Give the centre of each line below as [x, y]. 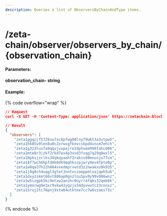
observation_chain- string [33, 80]
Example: [15, 92]
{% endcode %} [22, 209]
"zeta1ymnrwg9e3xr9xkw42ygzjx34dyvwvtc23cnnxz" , [65, 186]
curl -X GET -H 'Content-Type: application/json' [58, 117]
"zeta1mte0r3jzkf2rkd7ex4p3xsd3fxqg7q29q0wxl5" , [65, 153]
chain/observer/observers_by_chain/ [83, 45]
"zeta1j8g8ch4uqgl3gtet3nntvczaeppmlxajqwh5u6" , [65, 172]
